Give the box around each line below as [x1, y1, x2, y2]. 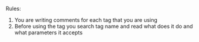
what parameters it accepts [14, 29, 83, 36]
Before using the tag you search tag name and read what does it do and [14, 23, 194, 30]
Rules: [5, 5, 22, 12]
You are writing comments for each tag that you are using [14, 17, 158, 23]
